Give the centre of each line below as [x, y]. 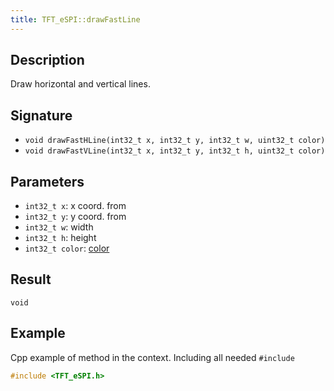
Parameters [47, 181]
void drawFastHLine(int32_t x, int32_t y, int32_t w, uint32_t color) [175, 141]
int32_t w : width [59, 227]
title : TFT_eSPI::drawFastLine [75, 19]
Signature [41, 115]
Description [47, 60]
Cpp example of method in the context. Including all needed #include [152, 357]
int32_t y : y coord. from [75, 217]
